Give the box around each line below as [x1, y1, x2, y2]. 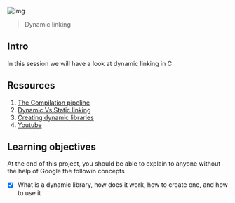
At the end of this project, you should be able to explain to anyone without [7, 159, 221, 168]
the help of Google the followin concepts [7, 167, 125, 176]
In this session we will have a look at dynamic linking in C [7, 59, 173, 67]
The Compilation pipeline [17, 98, 90, 107]
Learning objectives [7, 141, 97, 153]
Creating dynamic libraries [17, 113, 95, 122]
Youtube [17, 120, 42, 129]
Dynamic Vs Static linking [17, 105, 91, 114]
